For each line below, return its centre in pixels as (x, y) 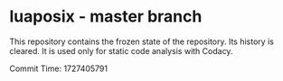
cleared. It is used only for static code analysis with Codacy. (121, 50)
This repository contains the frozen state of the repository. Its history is (141, 41)
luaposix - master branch (106, 17)
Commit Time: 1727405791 (59, 68)
